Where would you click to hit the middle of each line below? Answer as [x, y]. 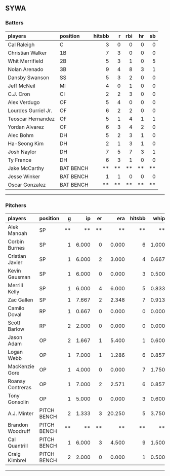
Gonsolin [18, 402]
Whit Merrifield [26, 61]
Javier [15, 262]
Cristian [17, 256]
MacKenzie [21, 366]
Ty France [20, 160]
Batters [14, 23]
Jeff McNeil [22, 86]
